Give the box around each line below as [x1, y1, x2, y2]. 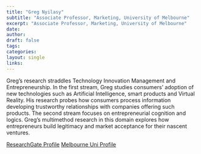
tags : [6, 43, 20, 50]
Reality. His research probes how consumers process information [6, 96, 171, 104]
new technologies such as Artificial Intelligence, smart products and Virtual [6, 90, 196, 97]
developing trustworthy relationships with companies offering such [6, 103, 175, 110]
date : [6, 26, 20, 32]
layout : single [6, 54, 45, 61]
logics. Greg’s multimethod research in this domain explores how [6, 116, 169, 123]
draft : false [6, 37, 40, 43]
